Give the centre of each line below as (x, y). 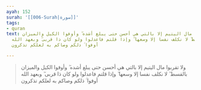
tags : (13, 23)
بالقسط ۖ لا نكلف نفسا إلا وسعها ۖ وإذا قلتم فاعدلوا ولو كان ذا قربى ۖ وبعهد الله (104, 74)
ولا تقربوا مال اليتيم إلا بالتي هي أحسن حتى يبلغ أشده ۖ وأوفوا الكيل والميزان (103, 67)
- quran (16, 28)
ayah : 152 (19, 12)
